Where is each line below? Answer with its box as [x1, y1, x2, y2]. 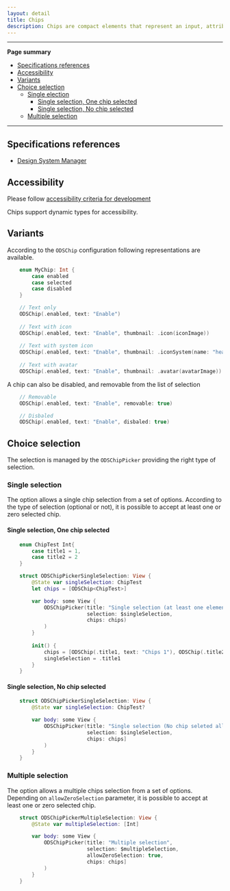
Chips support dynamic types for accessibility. [7, 208, 138, 216]
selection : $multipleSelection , [86, 846, 179, 853]
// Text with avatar [19, 362, 78, 368]
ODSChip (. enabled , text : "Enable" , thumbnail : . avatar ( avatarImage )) [19, 368, 222, 375]
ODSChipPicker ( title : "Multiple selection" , [43, 840, 173, 846]
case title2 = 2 [31, 554, 78, 561]
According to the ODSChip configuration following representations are [7, 246, 201, 254]
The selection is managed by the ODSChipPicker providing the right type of [7, 456, 216, 464]
